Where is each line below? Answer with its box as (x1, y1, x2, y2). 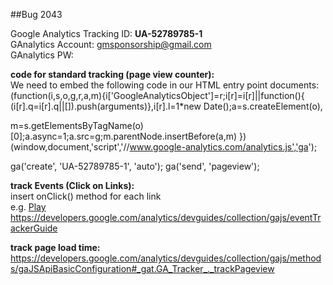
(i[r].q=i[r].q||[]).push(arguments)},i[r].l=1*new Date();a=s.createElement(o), (10, 100, 323, 112)
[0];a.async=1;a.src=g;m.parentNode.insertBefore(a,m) (10, 130, 238, 142)
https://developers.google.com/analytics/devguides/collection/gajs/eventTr (10, 212, 322, 223)
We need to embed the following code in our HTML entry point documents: (10, 79, 320, 91)
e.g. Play (10, 201, 47, 213)
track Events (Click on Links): (10, 180, 135, 191)
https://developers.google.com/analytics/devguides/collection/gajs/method (10, 252, 322, 264)
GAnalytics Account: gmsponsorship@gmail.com (10, 39, 212, 50)
